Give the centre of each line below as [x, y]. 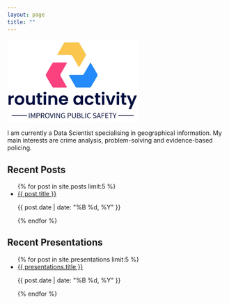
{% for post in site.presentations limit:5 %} [78, 259]
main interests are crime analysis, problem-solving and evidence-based [110, 141]
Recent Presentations [55, 242]
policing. [20, 148]
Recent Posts [37, 169]
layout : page [26, 15]
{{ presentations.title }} [50, 266]
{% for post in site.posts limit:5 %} [66, 186]
